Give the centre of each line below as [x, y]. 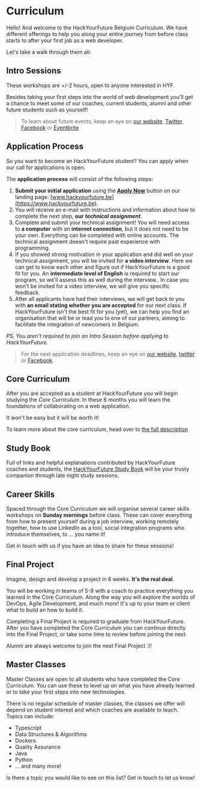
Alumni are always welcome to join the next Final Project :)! [79, 646]
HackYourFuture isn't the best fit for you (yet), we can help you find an [102, 311]
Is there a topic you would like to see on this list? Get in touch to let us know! [100, 777]
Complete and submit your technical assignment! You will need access [102, 222]
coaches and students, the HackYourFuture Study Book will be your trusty [98, 469]
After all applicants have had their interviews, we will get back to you [100, 298]
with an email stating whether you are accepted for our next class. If [101, 305]
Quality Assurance [38, 747]
